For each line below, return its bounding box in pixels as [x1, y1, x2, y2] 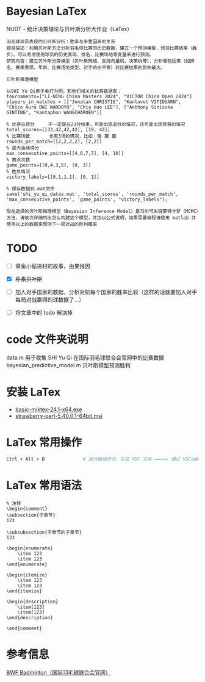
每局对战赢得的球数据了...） [15, 296, 84, 303]
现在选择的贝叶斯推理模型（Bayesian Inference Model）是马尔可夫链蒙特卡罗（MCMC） [6, 208, 199, 214]
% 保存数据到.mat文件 [6, 185, 55, 192]
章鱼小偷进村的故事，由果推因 [15, 262, 90, 270]
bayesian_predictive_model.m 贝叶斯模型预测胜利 [6, 362, 131, 369]
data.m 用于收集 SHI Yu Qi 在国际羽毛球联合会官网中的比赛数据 [6, 354, 165, 361]
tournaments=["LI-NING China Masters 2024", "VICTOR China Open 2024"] [6, 93, 192, 99]
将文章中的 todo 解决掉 [15, 309, 73, 317]
